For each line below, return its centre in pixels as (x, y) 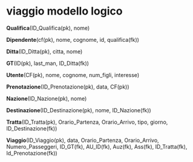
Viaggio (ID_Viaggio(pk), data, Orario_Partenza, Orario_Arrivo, (83, 140)
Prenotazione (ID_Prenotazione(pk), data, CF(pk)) (68, 87)
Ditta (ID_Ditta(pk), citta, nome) (44, 51)
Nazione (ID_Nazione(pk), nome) (47, 98)
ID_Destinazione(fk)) (32, 128)
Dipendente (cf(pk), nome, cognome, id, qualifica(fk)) (73, 39)
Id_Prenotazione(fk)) (32, 153)
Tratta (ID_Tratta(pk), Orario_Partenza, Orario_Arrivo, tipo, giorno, (87, 122)
